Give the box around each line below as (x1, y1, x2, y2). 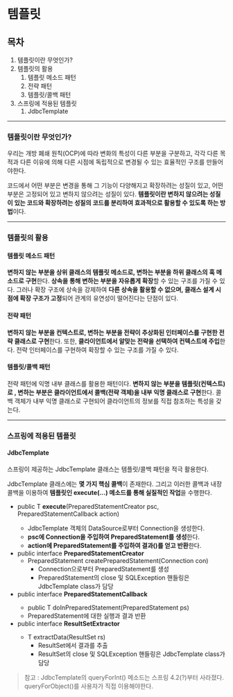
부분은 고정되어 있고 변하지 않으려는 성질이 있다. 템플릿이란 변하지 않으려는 (7, 190, 209, 199)
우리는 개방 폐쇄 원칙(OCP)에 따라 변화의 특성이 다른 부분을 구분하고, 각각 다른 (7, 149, 218, 158)
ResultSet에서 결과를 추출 (37, 641, 108, 649)
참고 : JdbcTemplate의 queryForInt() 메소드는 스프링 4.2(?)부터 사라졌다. (24, 673, 224, 681)
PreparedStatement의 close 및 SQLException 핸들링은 (37, 573, 190, 582)
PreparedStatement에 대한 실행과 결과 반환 (27, 612, 147, 620)
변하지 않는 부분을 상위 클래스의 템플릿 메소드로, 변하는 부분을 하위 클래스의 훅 (7, 268, 215, 276)
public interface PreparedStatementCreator (17, 549, 144, 557)
